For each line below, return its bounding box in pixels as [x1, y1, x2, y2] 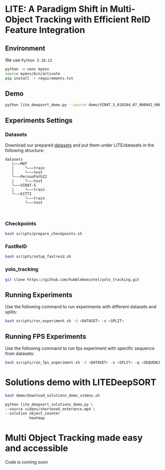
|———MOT [11, 161, 27, 166]
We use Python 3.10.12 [5, 57, 53, 63]
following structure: [5, 147, 45, 153]
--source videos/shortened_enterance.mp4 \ [5, 406, 96, 411]
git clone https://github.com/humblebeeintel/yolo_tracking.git [5, 277, 139, 282]
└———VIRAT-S [11, 183, 36, 188]
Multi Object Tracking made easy [5, 433, 143, 443]
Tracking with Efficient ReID [34, 14, 151, 25]
